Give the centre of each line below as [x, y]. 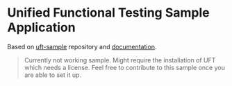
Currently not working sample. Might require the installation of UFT [120, 60]
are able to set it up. [53, 75]
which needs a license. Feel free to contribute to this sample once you [125, 67]
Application [41, 27]
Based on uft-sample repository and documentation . [82, 46]
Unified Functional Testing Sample [108, 13]
